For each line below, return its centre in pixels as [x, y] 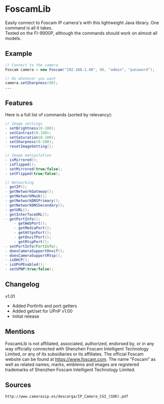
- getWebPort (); [31, 224]
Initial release [26, 316]
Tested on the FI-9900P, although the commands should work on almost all [81, 33]
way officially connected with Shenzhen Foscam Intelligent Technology [77, 349]
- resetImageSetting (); [29, 147]
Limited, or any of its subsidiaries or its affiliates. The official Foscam [74, 354]
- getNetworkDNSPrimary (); [33, 201]
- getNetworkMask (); [26, 196]
